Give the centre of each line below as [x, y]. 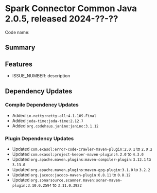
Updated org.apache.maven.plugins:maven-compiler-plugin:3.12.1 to [82, 159]
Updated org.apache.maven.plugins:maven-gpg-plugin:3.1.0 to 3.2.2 [81, 170]
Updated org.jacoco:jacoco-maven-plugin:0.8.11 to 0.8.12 [71, 175]
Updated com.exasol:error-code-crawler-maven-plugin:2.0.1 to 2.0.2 [82, 149]
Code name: [17, 32]
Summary [20, 47]
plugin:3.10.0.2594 [32, 186]
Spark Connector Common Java [71, 9]
